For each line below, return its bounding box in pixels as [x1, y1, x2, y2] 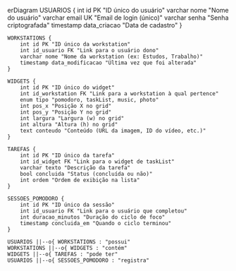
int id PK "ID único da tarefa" [20, 152, 115, 159]
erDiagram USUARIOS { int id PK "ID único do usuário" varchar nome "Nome [7, 6, 229, 14]
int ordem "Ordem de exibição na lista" [20, 176, 140, 183]
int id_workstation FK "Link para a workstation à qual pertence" [20, 90, 219, 97]
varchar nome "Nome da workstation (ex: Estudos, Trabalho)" [20, 53, 203, 60]
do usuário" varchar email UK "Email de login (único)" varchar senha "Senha [7, 13, 229, 22]
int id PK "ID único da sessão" [20, 201, 115, 208]
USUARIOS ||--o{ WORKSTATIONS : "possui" [7, 239, 131, 246]
